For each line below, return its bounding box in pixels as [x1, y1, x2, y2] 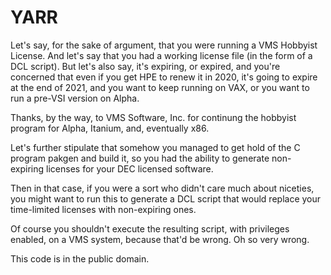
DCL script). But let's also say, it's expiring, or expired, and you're [10, 60, 281, 72]
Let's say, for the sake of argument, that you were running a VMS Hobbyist [10, 39, 318, 51]
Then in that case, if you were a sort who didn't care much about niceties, [10, 182, 315, 194]
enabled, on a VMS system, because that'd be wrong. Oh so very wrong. [10, 233, 310, 245]
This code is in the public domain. [10, 252, 150, 265]
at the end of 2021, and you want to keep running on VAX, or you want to [10, 81, 310, 93]
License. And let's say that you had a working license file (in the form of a [10, 49, 313, 61]
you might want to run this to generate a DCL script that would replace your [10, 192, 322, 205]
